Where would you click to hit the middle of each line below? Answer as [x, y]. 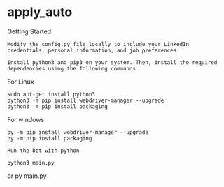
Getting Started [29, 31]
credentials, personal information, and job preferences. [93, 50]
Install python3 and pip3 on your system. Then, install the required [112, 62]
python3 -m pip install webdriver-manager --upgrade [86, 100]
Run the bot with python [43, 151]
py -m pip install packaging [50, 138]
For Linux [21, 82]
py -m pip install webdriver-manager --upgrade [78, 132]
